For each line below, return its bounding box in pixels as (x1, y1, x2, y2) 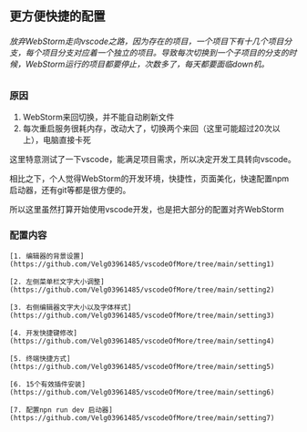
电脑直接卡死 (42, 134, 91, 145)
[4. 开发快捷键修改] (9, 329, 78, 338)
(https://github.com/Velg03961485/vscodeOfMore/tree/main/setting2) (9, 285, 275, 294)
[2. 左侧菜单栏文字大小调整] (9, 277, 105, 287)
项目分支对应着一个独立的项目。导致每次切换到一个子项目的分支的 (40, 46, 289, 57)
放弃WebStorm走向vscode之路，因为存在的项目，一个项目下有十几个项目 (9, 36, 284, 46)
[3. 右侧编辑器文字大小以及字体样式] (9, 303, 132, 313)
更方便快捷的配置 (9, 8, 106, 25)
